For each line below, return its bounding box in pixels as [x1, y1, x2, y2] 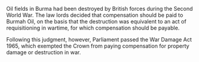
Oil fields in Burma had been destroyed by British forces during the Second [6, 5, 194, 12]
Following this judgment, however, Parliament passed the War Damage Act [6, 36, 192, 43]
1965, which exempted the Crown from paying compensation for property [6, 42, 189, 49]
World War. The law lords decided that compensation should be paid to [6, 11, 183, 19]
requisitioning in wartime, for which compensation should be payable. [6, 24, 180, 31]
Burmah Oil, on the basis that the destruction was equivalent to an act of [6, 18, 186, 25]
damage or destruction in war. [6, 49, 82, 56]
